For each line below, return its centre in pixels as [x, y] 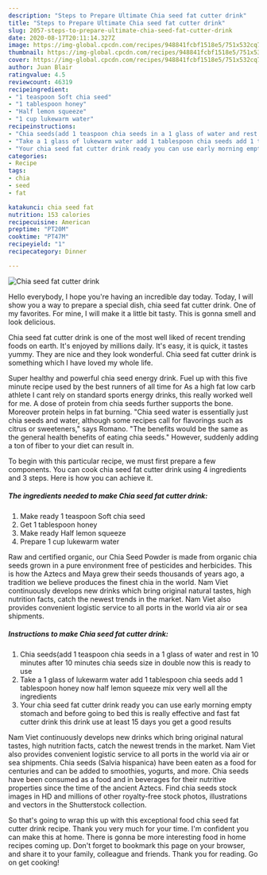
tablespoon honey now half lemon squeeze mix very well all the [124, 687]
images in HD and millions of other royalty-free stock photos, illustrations [128, 796]
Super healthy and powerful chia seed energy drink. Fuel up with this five [128, 377]
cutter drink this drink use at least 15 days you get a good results [126, 722]
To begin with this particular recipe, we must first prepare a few [112, 461]
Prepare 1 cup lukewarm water [70, 541]
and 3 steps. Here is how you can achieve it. [81, 478]
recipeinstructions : [43, 126]
